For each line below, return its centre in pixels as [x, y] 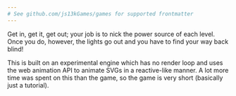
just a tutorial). [28, 85]
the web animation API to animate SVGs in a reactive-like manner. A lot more [118, 70]
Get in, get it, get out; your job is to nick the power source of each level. [111, 34]
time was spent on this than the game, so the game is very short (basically [115, 78]
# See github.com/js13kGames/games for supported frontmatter [100, 14]
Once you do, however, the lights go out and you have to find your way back [118, 41]
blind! [15, 49]
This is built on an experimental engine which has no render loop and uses [115, 62]
